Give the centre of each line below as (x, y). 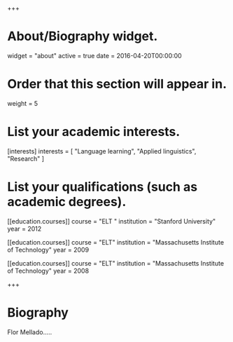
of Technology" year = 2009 (48, 249)
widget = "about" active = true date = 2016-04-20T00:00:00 (94, 55)
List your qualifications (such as (103, 187)
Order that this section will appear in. (117, 84)
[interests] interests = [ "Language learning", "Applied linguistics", (102, 151)
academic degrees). (67, 202)
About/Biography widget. (83, 36)
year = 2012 (24, 228)
